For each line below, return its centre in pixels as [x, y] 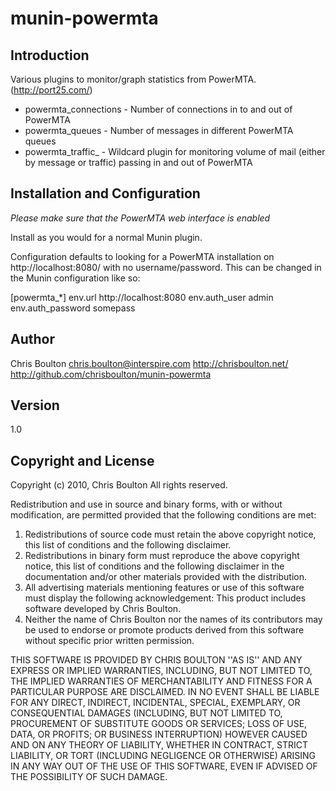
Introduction [50, 55]
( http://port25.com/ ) [51, 90]
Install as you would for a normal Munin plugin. [106, 237]
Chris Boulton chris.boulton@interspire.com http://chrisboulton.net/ [149, 363]
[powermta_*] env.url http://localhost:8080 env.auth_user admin [142, 297]
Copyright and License [82, 460]
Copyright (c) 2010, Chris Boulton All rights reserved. [119, 485]
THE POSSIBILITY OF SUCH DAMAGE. [89, 777]
